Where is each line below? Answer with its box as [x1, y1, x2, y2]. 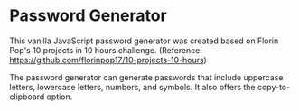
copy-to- [257, 81, 291, 92]
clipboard [9, 91, 45, 102]
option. [46, 91, 73, 102]
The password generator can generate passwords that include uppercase [9, 71, 284, 82]
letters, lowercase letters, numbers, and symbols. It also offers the [9, 81, 256, 92]
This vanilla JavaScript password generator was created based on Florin [9, 35, 279, 46]
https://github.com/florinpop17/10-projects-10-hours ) [9, 54, 208, 65]
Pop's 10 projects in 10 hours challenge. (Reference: [9, 44, 203, 55]
